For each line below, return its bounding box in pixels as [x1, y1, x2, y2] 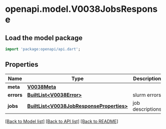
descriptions [132, 105, 162, 112]
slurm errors [132, 91, 162, 98]
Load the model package [5, 34, 83, 42]
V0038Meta [27, 83, 56, 90]
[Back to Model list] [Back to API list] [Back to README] [5, 118, 119, 124]
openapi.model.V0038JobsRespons [5, 3, 158, 15]
